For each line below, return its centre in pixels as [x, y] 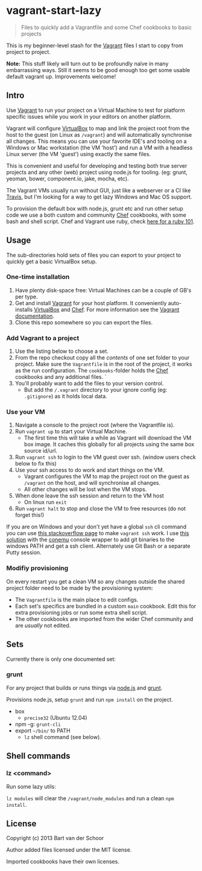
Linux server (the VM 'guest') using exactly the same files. [79, 154]
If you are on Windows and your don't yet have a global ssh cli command [96, 527]
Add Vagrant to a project [43, 338]
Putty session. [24, 553]
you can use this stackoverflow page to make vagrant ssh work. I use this [98, 533]
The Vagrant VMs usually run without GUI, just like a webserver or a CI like [99, 190]
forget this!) [30, 515]
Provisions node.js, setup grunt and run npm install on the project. [90, 699]
